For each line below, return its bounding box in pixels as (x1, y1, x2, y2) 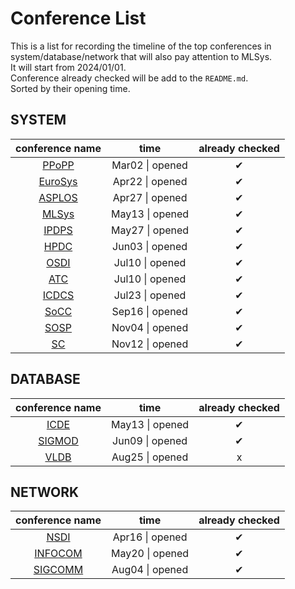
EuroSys (38, 174, 78, 188)
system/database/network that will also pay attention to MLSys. (10, 50, 273, 62)
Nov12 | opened (111, 337, 189, 351)
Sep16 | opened (111, 304, 188, 318)
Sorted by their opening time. (10, 82, 131, 94)
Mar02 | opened (111, 158, 188, 172)
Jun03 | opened (112, 239, 188, 253)
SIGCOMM (33, 563, 84, 577)
